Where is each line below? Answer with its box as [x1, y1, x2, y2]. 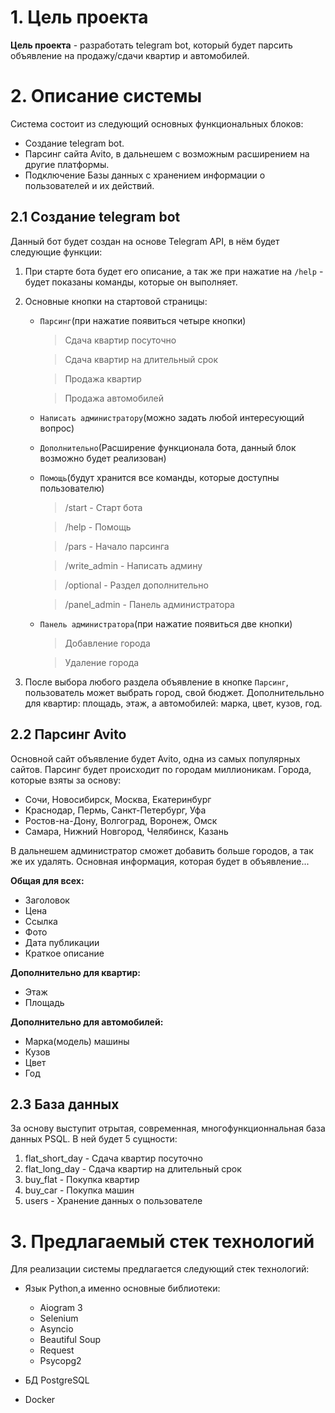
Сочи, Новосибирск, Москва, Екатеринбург [24, 793, 212, 805]
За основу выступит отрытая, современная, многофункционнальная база [10, 1122, 326, 1135]
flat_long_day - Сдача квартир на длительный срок [24, 1163, 242, 1175]
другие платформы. [24, 158, 110, 170]
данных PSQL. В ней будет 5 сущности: [10, 1133, 178, 1145]
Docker [24, 1394, 56, 1406]
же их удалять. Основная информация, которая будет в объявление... [10, 855, 310, 867]
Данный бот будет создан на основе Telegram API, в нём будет [10, 235, 280, 247]
